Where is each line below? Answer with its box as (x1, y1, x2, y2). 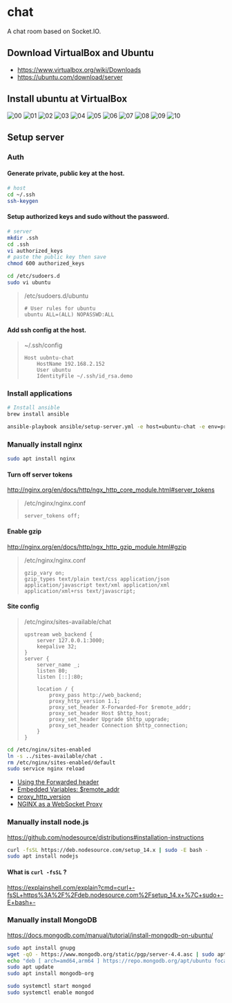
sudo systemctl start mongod (7, 983, 91, 990)
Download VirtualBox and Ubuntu (7, 47, 154, 59)
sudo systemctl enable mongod (7, 989, 95, 996)
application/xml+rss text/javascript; (23, 587, 136, 594)
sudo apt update (7, 964, 54, 970)
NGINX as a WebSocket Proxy (17, 800, 103, 808)
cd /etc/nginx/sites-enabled (7, 746, 91, 753)
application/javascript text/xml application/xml (23, 581, 171, 589)
